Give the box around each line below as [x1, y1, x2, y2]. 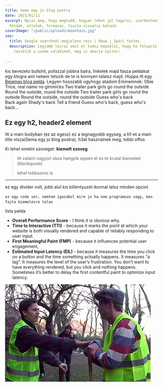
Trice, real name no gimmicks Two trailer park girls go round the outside [5, 83, 149, 90]
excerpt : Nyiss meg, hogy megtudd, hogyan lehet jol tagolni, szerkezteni [5, 18, 160, 23]
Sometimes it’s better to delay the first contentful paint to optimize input [12, 270, 155, 275]
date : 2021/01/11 [5, 13, 40, 18]
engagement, [12, 244, 39, 250]
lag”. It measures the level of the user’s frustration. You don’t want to [12, 259, 149, 265]
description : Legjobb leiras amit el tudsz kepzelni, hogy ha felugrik [9, 44, 158, 49]
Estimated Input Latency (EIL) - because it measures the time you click [12, 249, 155, 254]
